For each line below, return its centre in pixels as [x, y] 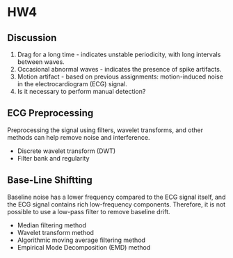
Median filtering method [52, 225]
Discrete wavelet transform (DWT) [66, 151]
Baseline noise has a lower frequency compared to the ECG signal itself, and [116, 197]
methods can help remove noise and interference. [79, 137]
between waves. [41, 62]
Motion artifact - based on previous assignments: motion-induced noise [120, 76]
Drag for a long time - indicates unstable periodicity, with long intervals [119, 54]
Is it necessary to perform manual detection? [81, 91]
